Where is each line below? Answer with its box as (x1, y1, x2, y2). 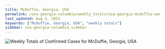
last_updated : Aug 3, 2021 (5, 16, 60, 21)
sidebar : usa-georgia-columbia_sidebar (5, 25, 87, 30)
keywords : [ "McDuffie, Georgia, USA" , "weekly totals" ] (5, 20, 122, 26)
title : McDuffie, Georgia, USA (5, 7, 69, 12)
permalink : (5, 12, 27, 16)
